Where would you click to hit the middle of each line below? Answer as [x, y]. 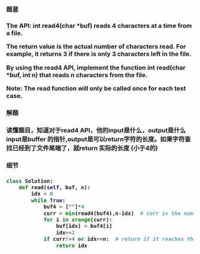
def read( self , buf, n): [55, 188]
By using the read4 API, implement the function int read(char [96, 68]
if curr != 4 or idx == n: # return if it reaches [114, 239]
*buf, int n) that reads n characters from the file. [77, 75]
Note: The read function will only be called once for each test [96, 88]
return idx [71, 245]
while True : [48, 200]
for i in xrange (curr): [78, 220]
